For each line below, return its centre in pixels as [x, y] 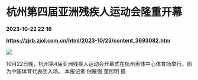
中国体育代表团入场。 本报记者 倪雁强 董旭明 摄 [68, 71]
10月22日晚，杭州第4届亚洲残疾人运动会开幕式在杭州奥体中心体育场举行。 [97, 63]
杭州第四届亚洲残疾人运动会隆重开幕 [94, 12]
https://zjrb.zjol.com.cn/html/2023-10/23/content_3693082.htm [88, 40]
